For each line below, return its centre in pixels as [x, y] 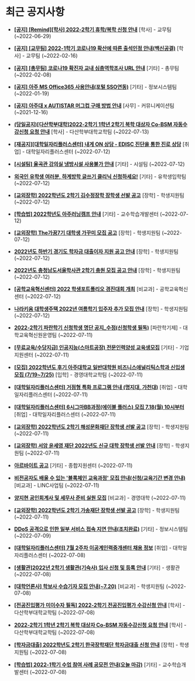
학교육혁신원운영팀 [35, 335]
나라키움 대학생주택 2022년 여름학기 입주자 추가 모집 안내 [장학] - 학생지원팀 [101, 309]
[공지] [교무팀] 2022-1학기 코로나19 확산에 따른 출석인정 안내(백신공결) [95, 48]
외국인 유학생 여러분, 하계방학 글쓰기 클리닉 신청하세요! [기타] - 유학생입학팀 [100, 176]
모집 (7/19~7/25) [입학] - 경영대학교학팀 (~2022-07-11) [78, 375]
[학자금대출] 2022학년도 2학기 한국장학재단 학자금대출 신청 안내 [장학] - [96, 645]
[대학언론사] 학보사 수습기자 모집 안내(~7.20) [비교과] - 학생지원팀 [89, 586]
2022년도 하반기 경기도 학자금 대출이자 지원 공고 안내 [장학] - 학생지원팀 [96, 251]
